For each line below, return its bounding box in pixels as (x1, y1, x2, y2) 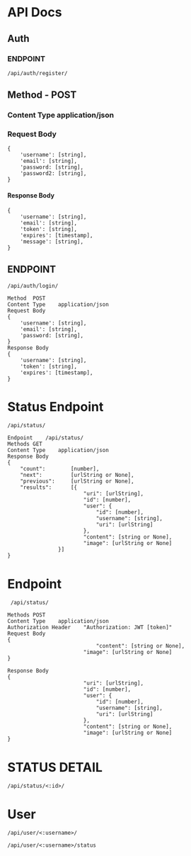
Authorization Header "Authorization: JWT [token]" (7, 624, 173, 631)
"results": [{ (20, 484, 78, 491)
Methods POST (7, 612, 46, 619)
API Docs (7, 4, 62, 21)
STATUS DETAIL (7, 759, 103, 775)
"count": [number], (20, 466, 100, 473)
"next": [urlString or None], (20, 472, 134, 479)
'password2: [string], (20, 170, 87, 177)
